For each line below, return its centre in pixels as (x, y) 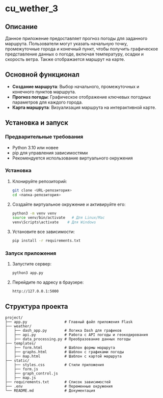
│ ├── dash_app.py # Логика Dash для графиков (63, 331)
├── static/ (17, 361)
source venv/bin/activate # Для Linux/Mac (58, 218)
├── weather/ (18, 326)
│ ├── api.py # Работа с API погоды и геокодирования (77, 335)
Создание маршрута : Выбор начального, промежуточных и (76, 86)
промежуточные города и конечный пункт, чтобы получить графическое (81, 49)
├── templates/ (21, 344)
